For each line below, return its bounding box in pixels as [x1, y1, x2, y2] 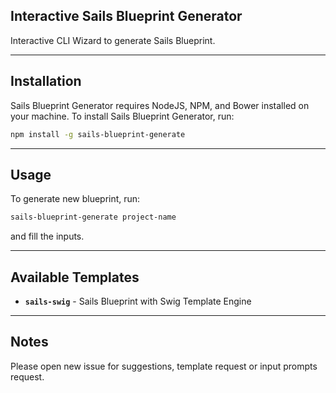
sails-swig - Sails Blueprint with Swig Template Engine [24, 295, 252, 307]
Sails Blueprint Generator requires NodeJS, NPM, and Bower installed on [10, 99, 310, 111]
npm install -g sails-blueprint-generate [10, 129, 186, 139]
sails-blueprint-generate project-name [10, 212, 177, 223]
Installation [10, 73, 82, 90]
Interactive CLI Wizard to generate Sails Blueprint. [10, 34, 216, 46]
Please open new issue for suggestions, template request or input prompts [10, 360, 318, 372]
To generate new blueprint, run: [10, 193, 141, 205]
